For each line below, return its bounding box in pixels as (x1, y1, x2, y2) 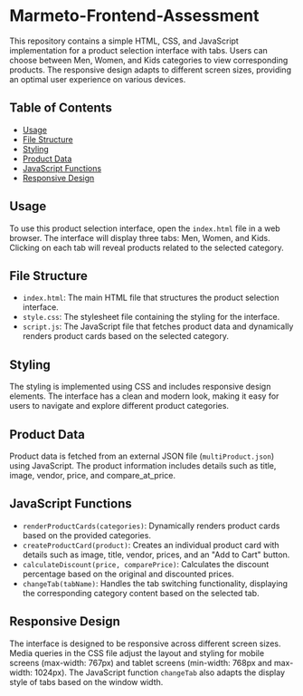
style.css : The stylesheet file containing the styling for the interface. (22, 312, 280, 323)
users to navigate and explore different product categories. (9, 401, 229, 411)
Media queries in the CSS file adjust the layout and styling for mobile (9, 647, 265, 658)
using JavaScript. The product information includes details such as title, (9, 460, 277, 471)
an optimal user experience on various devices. (9, 73, 186, 84)
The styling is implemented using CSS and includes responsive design (9, 382, 271, 392)
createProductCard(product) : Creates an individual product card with (22, 539, 279, 550)
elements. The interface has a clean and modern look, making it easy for (9, 391, 279, 401)
